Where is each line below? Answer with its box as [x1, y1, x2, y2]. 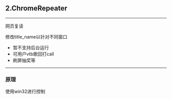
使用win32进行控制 [5, 88, 46, 94]
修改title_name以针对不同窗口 [5, 34, 68, 40]
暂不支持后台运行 [12, 44, 49, 50]
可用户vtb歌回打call [12, 51, 54, 57]
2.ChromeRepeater [5, 4, 68, 13]
